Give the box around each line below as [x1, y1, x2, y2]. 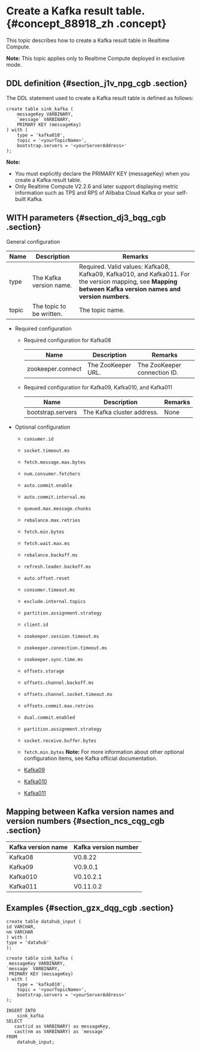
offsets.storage [23, 668, 65, 674]
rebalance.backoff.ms [23, 552, 78, 558]
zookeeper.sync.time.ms [23, 656, 84, 662]
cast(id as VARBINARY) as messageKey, [14, 1023, 111, 1029]
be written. [32, 310, 63, 318]
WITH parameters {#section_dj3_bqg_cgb [6, 213, 166, 223]
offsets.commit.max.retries [23, 702, 94, 709]
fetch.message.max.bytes [23, 459, 86, 465]
